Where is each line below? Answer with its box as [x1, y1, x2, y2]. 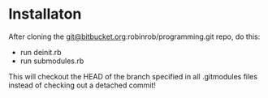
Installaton [8, 5, 82, 23]
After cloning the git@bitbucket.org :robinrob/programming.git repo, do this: [8, 32, 261, 41]
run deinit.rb [19, 47, 63, 57]
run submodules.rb [19, 56, 84, 66]
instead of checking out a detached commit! [8, 80, 157, 90]
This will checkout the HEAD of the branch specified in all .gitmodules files [8, 71, 258, 81]
